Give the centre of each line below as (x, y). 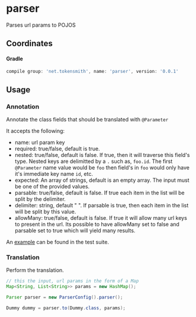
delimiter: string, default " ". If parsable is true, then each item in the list (102, 206)
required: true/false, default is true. (57, 149)
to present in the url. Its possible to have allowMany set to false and (97, 225)
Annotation (23, 107)
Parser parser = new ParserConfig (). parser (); (65, 297)
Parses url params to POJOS (41, 25)
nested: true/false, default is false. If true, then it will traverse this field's (102, 155)
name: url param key (40, 143)
